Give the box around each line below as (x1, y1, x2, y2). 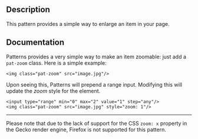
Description (6, 5, 50, 15)
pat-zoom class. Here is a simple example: (6, 59, 107, 67)
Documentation (6, 38, 65, 48)
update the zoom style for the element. (6, 87, 101, 94)
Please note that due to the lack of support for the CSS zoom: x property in (6, 120, 187, 127)
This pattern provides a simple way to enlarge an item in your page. (6, 20, 170, 27)
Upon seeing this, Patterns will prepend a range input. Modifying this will (6, 81, 183, 88)
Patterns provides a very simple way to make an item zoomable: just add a (6, 53, 187, 60)
